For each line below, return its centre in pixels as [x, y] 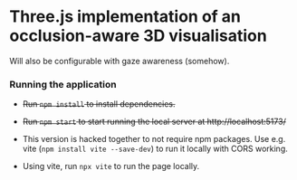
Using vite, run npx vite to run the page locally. [111, 166]
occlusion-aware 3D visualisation [138, 36]
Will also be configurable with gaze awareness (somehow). [120, 61]
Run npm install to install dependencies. [99, 104]
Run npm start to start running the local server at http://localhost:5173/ [154, 122]
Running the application [63, 84]
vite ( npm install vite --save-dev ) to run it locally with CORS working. [155, 149]
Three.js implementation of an [125, 17]
